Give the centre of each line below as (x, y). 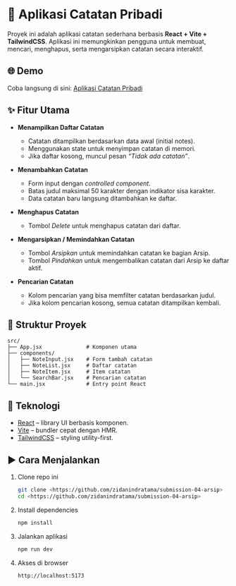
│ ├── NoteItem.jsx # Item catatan (69, 372)
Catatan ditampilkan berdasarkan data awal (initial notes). (111, 141)
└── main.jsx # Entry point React (77, 384)
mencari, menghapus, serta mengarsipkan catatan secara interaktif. (106, 49)
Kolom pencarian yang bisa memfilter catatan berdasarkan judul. (122, 295)
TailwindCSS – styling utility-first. (66, 438)
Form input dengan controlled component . (89, 183)
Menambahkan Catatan (52, 169)
